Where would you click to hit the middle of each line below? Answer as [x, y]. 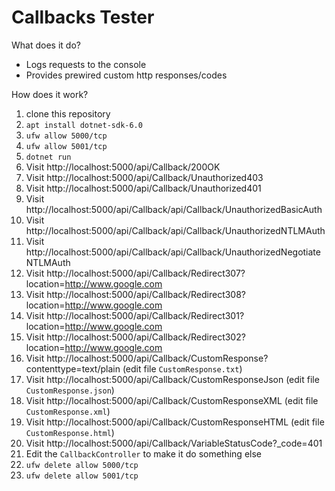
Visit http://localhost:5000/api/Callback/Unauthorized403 [144, 177]
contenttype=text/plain [73, 368]
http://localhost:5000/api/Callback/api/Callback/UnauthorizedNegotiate [173, 252]
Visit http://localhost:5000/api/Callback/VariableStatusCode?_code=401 [174, 443]
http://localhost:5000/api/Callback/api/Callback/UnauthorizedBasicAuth [174, 209]
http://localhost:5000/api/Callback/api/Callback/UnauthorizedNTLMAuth [175, 230]
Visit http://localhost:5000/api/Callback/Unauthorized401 [143, 188]
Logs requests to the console [86, 64]
